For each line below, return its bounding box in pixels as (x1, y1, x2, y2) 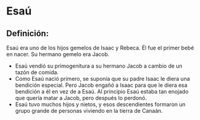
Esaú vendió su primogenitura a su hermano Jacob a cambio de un (15, 62, 183, 69)
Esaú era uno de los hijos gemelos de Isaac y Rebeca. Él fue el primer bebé (6, 44, 195, 51)
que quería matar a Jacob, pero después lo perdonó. (15, 95, 147, 101)
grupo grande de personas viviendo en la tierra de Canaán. (15, 107, 163, 114)
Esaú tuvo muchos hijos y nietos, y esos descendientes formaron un (15, 101, 186, 108)
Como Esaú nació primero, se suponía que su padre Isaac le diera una (15, 75, 190, 82)
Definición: (6, 28, 49, 39)
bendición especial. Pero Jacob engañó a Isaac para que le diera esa (15, 81, 188, 89)
